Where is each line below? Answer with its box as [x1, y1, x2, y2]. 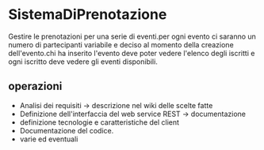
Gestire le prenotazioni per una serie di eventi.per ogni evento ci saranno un [8, 32, 256, 41]
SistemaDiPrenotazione [8, 6, 167, 24]
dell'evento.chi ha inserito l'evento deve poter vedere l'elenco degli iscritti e [8, 48, 255, 58]
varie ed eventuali [19, 134, 78, 144]
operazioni [8, 80, 63, 93]
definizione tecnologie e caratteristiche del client [19, 117, 180, 127]
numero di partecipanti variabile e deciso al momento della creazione [8, 39, 234, 49]
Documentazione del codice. [19, 126, 114, 135]
